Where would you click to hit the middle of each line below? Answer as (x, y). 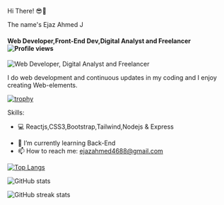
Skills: (16, 112)
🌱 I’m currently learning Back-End (66, 143)
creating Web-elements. (42, 86)
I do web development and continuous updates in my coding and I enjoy (112, 78)
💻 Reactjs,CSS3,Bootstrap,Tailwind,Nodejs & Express (96, 127)
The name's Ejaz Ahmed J (45, 24)
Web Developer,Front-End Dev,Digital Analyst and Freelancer (99, 41)
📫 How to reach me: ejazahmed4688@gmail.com (90, 151)
